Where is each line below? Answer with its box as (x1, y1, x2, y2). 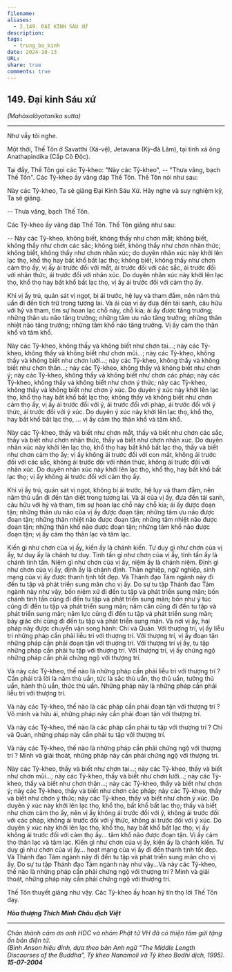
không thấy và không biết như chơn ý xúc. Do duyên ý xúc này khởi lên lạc (7, 386, 219, 394)
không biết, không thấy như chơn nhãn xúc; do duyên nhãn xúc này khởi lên (7, 249, 223, 257)
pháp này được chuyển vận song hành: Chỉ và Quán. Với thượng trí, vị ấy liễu (7, 624, 224, 633)
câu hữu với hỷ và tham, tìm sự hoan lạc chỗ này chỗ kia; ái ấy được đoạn (7, 501, 216, 509)
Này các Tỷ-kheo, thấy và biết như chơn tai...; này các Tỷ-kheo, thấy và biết (7, 765, 222, 773)
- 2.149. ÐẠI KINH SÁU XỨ (13, 23, 88, 30)
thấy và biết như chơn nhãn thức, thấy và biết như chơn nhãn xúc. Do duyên (7, 436, 223, 445)
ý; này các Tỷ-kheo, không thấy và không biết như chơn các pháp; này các (7, 371, 220, 380)
